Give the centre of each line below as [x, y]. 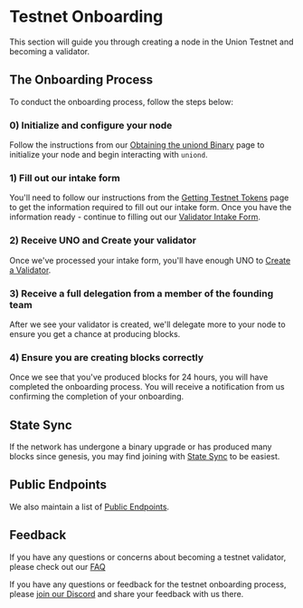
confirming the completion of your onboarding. [96, 397]
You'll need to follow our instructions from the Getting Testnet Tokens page [149, 198]
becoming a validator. [50, 51]
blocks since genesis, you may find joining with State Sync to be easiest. [145, 457]
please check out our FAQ [57, 566]
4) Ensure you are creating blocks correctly [107, 357]
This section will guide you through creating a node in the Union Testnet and [151, 42]
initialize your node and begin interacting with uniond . [109, 155]
